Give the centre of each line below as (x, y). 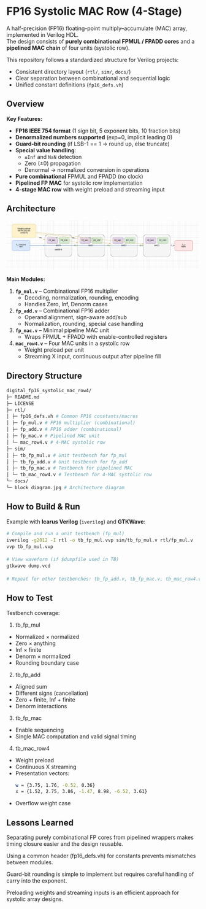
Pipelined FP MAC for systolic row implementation (79, 183)
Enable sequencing (40, 730)
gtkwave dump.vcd (29, 566)
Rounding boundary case (47, 663)
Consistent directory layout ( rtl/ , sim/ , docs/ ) (73, 71)
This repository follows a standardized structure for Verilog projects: (93, 60)
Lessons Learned (40, 823)
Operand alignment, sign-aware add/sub (76, 317)
